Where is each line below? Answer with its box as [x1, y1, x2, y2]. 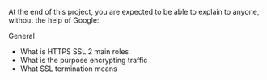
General [8, 32, 35, 40]
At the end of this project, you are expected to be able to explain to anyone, [8, 7, 260, 16]
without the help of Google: [8, 15, 100, 25]
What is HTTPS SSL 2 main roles [19, 47, 129, 56]
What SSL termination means [19, 64, 117, 74]
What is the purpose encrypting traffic [19, 56, 148, 65]
